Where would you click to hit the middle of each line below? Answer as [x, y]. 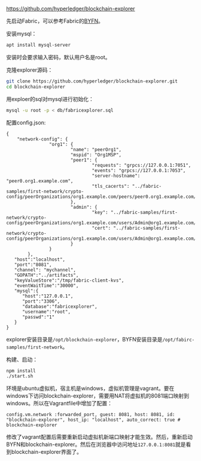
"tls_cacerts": [111, 186]
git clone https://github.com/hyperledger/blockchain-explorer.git [92, 81]
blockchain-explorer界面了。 [47, 452]
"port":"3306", [41, 301]
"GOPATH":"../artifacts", [46, 275]
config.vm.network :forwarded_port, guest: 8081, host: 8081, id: [91, 415]
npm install [21, 371]
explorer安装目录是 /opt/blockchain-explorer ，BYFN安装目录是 [84, 339]
